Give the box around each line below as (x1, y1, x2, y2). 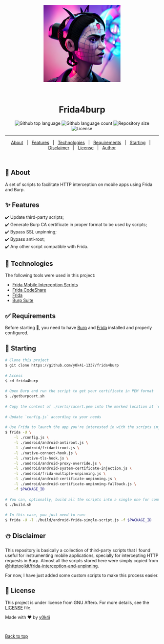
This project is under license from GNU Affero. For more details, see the (5, 599, 149, 605)
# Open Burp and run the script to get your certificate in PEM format (5, 389, 154, 393)
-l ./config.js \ (14, 435, 49, 440)
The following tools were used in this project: (5, 273, 96, 278)
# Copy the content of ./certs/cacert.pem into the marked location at (5, 404, 154, 409)
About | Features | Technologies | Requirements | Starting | (11, 139, 151, 145)
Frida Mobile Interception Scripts (12, 282, 78, 288)
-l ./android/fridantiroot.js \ (14, 445, 80, 450)
